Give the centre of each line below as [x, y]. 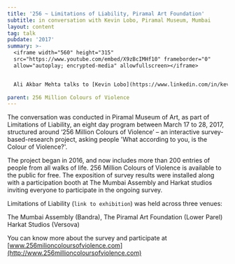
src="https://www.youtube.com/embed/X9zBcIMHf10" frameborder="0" [112, 59]
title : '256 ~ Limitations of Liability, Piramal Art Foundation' [106, 14]
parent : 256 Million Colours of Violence [69, 97]
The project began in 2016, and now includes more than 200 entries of [109, 161]
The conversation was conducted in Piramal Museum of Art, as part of [108, 117]
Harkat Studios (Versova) [44, 225]
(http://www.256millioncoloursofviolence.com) [74, 253]
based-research [30, 140]
